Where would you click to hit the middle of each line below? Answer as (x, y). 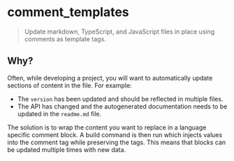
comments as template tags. (65, 38)
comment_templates (68, 12)
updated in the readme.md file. (59, 113)
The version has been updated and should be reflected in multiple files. (120, 99)
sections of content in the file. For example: (70, 85)
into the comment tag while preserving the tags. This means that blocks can (117, 142)
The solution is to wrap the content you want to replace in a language (107, 127)
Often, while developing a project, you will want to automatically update (110, 78)
